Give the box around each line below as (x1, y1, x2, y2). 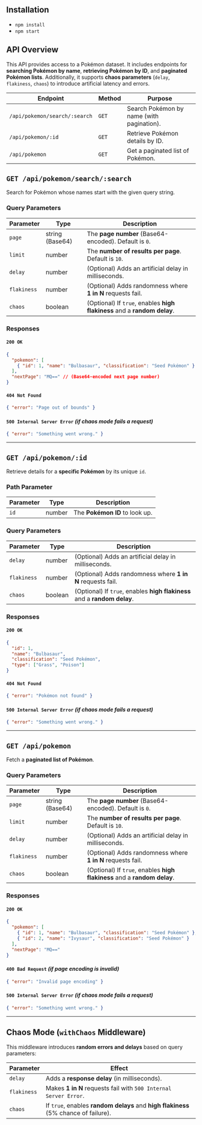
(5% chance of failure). (45, 1109, 111, 1117)
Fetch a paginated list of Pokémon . (6, 756, 94, 763)
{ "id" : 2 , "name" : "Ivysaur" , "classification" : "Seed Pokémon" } (17, 935, 190, 941)
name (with (127, 111, 159, 120)
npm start (14, 28, 40, 34)
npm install (14, 22, 45, 28)
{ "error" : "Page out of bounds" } (6, 404, 96, 411)
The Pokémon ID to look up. (73, 509, 153, 517)
